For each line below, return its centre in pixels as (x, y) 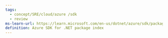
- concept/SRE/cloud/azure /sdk (43, 14)
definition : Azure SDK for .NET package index (54, 28)
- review (19, 19)
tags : (11, 10)
